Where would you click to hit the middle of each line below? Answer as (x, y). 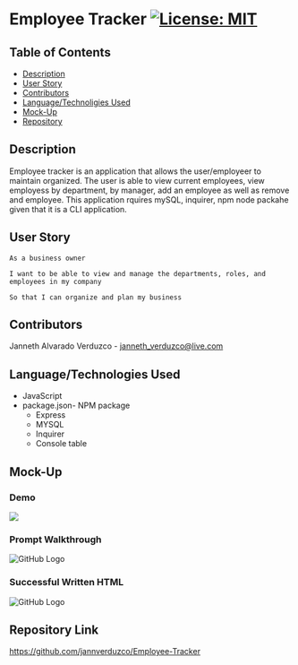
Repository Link (54, 630)
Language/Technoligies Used (77, 102)
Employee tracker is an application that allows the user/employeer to (136, 171)
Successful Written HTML (66, 583)
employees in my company (55, 281)
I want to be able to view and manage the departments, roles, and (138, 273)
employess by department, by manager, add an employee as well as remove (149, 190)
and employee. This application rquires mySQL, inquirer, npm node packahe (149, 199)
